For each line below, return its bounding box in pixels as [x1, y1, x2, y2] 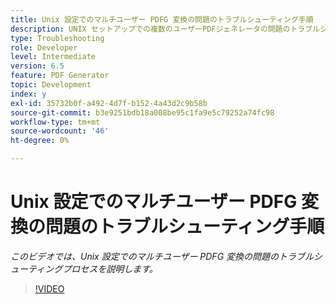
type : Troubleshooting [10, 33, 105, 43]
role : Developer [10, 42, 78, 53]
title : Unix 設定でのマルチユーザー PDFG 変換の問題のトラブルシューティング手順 [10, 14, 314, 25]
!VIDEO [34, 282, 65, 295]
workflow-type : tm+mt [10, 117, 101, 127]
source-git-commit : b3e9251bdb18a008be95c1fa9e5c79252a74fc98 [10, 107, 275, 118]
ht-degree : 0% [10, 136, 70, 146]
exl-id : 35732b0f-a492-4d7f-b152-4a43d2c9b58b [10, 98, 208, 108]
